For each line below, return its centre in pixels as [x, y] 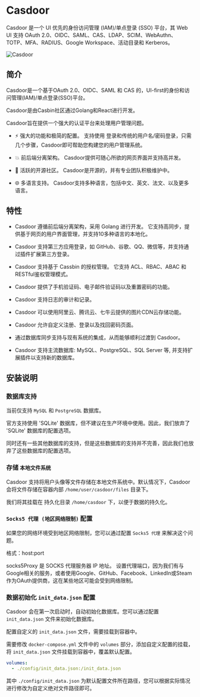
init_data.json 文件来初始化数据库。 [52, 619]
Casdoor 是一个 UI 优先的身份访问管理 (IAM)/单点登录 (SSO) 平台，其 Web [97, 27]
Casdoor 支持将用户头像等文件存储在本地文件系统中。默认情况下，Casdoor [98, 482]
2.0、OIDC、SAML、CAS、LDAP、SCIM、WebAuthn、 [109, 35]
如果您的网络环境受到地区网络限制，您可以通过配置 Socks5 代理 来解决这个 [97, 533]
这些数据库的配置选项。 [45, 451]
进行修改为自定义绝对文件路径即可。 [51, 688]
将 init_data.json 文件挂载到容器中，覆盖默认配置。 [71, 652]
